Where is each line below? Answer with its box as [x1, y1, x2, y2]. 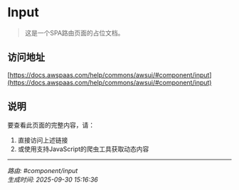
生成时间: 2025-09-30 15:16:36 [7, 175, 98, 184]
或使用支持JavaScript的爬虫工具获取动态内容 [17, 145, 149, 153]
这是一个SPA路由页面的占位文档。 [24, 28, 124, 37]
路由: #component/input [7, 166, 78, 174]
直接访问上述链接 [17, 135, 68, 144]
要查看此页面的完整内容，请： [7, 121, 95, 129]
